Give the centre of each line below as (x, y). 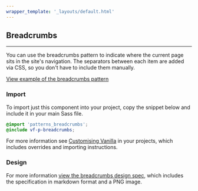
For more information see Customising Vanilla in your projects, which (90, 141)
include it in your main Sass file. (45, 113)
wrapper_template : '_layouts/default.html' (60, 11)
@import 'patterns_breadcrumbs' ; (47, 124)
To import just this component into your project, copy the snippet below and (98, 107)
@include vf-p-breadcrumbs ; (41, 130)
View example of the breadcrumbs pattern (57, 79)
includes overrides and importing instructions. (62, 147)
